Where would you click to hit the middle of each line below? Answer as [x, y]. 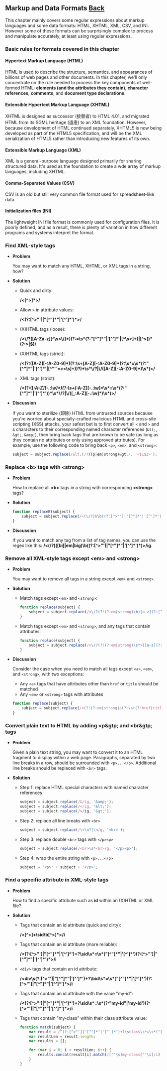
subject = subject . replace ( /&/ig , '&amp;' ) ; [67, 802]
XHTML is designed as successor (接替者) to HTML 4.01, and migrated [77, 116]
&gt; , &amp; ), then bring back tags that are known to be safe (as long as [85, 435]
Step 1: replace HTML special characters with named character [84, 788]
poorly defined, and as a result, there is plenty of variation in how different [81, 227]
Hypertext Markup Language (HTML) [44, 61]
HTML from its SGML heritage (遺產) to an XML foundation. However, [76, 123]
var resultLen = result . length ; [62, 1036]
